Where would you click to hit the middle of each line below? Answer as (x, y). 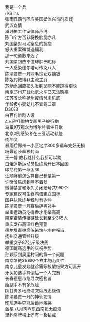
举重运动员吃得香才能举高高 (33, 212)
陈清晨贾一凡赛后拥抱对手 (30, 206)
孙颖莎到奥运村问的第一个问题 (35, 254)
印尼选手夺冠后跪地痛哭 (28, 303)
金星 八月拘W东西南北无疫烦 (33, 309)
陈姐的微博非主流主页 (26, 80)
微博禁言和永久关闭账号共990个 (37, 188)
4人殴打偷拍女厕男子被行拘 (32, 121)
